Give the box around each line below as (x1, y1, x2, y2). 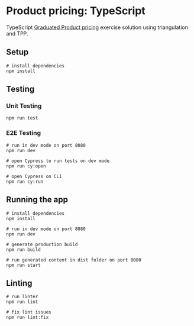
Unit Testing (6, 102, 42, 110)
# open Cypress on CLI (6, 173, 62, 179)
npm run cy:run (6, 179, 44, 185)
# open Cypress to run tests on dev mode (6, 158, 110, 164)
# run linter (6, 294, 38, 300)
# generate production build (6, 241, 78, 247)
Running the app (6, 195, 68, 205)
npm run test (6, 115, 38, 121)
